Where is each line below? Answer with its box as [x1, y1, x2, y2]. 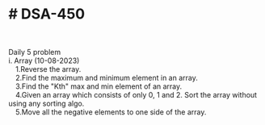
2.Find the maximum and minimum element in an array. [15, 73, 198, 82]
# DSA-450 [8, 5, 86, 23]
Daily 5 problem [8, 47, 61, 56]
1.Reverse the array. [15, 64, 82, 73]
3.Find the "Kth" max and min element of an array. [15, 81, 183, 91]
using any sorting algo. [8, 98, 85, 108]
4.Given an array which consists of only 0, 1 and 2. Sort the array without [15, 90, 257, 99]
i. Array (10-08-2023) [8, 56, 80, 65]
